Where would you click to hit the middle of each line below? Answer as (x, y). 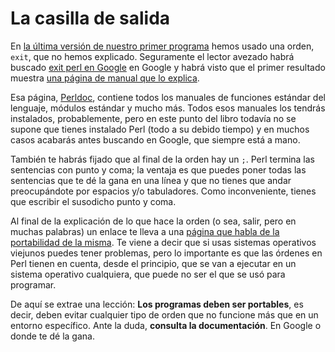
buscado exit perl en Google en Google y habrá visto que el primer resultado (168, 67)
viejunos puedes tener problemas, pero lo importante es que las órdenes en (166, 253)
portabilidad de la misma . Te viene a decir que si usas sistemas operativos (163, 242)
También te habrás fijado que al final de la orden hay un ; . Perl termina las (163, 159)
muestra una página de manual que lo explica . (105, 78)
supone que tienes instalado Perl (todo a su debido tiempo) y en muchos (160, 129)
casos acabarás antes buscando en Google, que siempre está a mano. (155, 139)
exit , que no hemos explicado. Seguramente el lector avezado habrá (152, 56)
